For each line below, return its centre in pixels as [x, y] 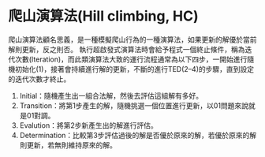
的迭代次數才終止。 [39, 79]
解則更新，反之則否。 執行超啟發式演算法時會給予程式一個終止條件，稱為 [127, 49]
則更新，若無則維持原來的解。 [68, 145]
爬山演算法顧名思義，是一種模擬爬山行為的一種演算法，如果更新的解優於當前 [132, 39]
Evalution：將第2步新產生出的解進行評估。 [88, 125]
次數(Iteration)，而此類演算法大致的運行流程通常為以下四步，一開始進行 [131, 59]
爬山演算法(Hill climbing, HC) [103, 16]
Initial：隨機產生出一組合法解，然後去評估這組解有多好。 [111, 95]
